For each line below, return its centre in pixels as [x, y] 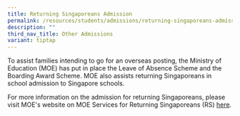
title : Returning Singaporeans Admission [70, 14]
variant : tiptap [31, 41]
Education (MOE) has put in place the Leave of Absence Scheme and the [115, 68]
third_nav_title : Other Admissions [60, 34]
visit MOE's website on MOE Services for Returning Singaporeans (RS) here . [120, 105]
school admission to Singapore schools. [66, 83]
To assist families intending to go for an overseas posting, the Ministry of [115, 60]
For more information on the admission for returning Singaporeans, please [116, 97]
